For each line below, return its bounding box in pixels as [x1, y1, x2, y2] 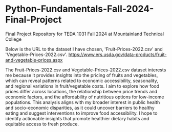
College [5, 36, 22, 42]
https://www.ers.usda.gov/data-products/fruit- [68, 51, 167, 58]
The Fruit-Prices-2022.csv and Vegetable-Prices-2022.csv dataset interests [5, 67, 166, 73]
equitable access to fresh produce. [5, 121, 79, 127]
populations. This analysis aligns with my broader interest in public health [5, 99, 160, 105]
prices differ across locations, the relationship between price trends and [5, 88, 158, 94]
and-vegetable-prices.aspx [5, 57, 63, 63]
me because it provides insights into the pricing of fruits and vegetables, [5, 72, 158, 78]
